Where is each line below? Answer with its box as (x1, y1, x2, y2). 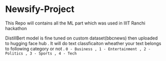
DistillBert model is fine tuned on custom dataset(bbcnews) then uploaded (5, 35, 158, 41)
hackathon (5, 25, 27, 31)
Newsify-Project (5, 3, 75, 15)
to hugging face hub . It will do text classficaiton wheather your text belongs (5, 40, 162, 46)
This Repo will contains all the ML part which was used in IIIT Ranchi (5, 20, 146, 26)
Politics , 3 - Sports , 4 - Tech (5, 51, 77, 56)
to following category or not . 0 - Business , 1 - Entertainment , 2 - (5, 45, 151, 51)
